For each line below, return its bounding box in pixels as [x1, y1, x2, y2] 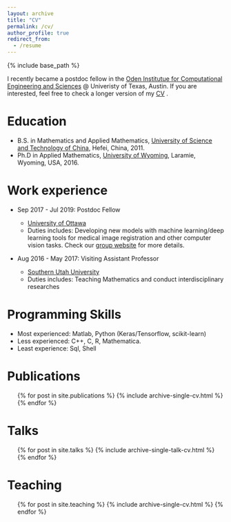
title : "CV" [7, 17, 41, 24]
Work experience [7, 183, 108, 198]
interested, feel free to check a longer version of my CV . [7, 89, 169, 97]
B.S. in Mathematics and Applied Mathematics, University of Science [17, 136, 212, 145]
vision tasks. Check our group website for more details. [27, 241, 185, 249]
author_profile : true [7, 29, 70, 37]
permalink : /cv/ [7, 23, 54, 30]
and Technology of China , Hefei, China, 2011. [17, 143, 145, 152]
